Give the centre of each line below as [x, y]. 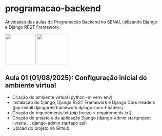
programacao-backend [53, 8]
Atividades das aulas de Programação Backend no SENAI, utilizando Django [81, 22]
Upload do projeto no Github [41, 128]
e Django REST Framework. [32, 27]
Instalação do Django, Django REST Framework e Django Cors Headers [84, 102]
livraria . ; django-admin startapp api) [50, 123]
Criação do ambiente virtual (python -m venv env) [62, 97]
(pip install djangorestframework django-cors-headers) [68, 107]
